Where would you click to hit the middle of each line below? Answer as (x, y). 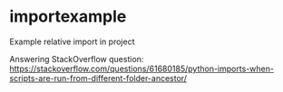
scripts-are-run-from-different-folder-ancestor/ (98, 78)
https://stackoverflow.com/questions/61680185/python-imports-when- (142, 69)
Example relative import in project (72, 41)
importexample (68, 17)
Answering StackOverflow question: (77, 59)
